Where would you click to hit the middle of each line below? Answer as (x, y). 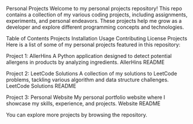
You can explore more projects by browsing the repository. (77, 115)
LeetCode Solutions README (41, 86)
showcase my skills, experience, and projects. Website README (83, 104)
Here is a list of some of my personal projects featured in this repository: (93, 44)
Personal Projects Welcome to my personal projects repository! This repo (94, 8)
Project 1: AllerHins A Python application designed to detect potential (89, 56)
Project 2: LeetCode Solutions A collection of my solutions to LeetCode (92, 73)
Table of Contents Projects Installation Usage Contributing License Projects (97, 38)
